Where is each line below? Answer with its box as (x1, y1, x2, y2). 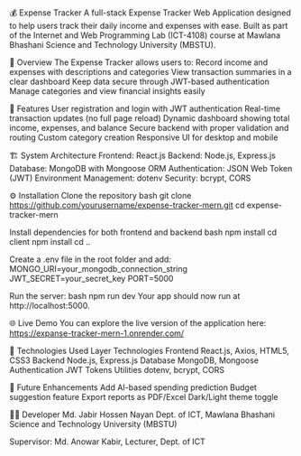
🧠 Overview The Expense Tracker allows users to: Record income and (9, 57, 269, 68)
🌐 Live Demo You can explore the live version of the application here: (9, 318, 267, 328)
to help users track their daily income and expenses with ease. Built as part (9, 21, 288, 31)
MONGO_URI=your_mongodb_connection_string (9, 264, 187, 274)
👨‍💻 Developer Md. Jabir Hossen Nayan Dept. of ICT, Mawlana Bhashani (9, 409, 276, 420)
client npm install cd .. (9, 237, 91, 247)
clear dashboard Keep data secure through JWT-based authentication (9, 76, 270, 87)
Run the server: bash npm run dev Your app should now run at (9, 291, 241, 301)
